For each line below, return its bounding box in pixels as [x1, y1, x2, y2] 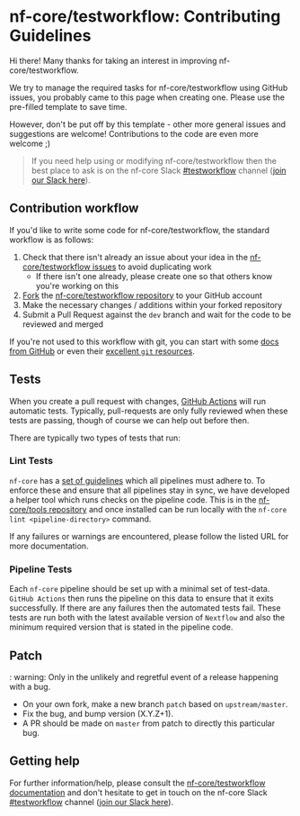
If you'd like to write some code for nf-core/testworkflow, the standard [9, 224, 270, 235]
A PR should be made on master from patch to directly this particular [22, 718, 276, 729]
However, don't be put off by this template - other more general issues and [9, 119, 286, 130]
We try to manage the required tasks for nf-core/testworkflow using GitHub [9, 82, 288, 93]
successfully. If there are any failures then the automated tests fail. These [9, 603, 281, 613]
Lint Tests [9, 455, 54, 467]
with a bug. [9, 681, 51, 692]
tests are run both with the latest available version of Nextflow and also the [9, 612, 286, 623]
